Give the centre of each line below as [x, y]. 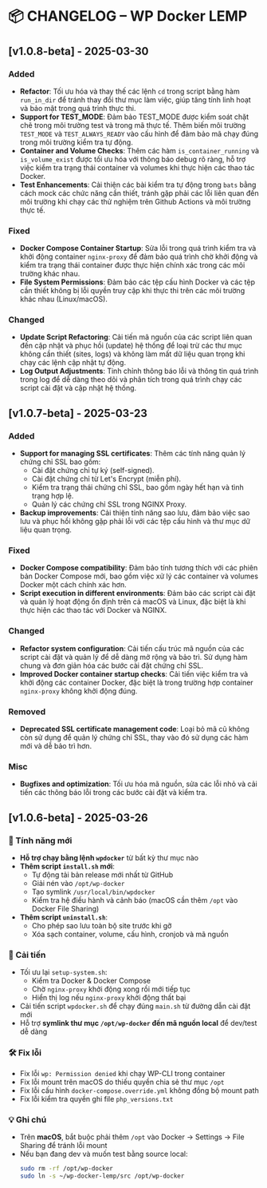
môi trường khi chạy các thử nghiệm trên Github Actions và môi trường [135, 201]
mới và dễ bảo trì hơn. [56, 746]
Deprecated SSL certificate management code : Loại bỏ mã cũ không [134, 729]
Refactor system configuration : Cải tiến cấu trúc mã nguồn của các [132, 648]
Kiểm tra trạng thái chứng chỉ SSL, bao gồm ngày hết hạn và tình [138, 487]
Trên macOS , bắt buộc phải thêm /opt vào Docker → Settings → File [132, 1137]
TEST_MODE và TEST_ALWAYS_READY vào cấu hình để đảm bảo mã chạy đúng [139, 133]
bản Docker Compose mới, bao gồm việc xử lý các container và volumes [139, 576]
